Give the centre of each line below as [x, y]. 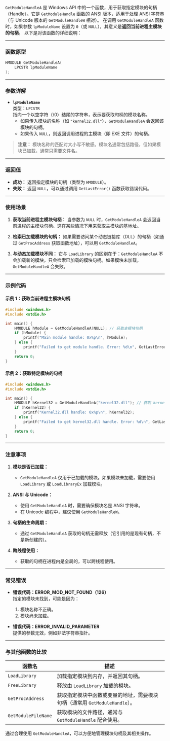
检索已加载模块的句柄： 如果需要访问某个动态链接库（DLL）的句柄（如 [86, 236]
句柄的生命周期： [30, 522]
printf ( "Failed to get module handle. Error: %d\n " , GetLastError [95, 347]
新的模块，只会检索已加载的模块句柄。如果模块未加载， [84, 260]
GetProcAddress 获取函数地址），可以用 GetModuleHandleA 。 [79, 243]
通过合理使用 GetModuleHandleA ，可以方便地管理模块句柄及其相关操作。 [79, 733]
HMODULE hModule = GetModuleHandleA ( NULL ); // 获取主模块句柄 [79, 328]
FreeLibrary [22, 685]
